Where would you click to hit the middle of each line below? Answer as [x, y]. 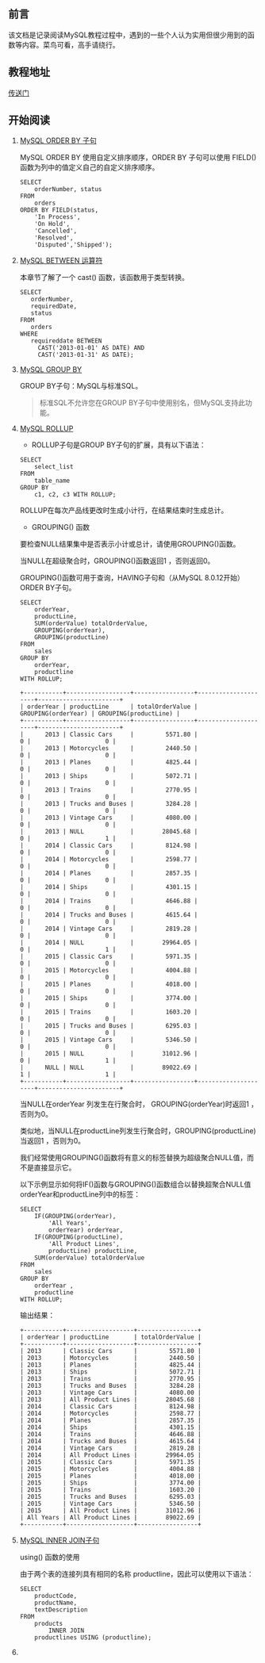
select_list [54, 467]
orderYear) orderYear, [86, 1230]
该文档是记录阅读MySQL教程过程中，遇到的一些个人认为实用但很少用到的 [128, 35]
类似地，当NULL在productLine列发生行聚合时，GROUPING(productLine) [138, 1131]
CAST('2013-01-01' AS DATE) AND [91, 348]
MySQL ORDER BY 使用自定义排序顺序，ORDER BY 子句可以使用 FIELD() [138, 158]
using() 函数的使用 [50, 1558]
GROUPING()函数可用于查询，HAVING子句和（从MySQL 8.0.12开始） [132, 578]
